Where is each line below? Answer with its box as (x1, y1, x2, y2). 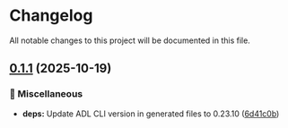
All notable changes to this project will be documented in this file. (9, 35, 251, 46)
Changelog (9, 5, 93, 26)
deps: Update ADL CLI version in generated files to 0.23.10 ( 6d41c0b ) (22, 108, 280, 119)
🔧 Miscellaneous (9, 88, 83, 100)
